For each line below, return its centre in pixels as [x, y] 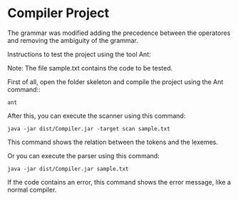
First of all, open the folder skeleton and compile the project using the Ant [115, 82]
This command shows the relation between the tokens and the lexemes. [113, 142]
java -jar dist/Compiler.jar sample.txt [68, 169]
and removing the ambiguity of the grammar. [73, 40]
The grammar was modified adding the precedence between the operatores [119, 33]
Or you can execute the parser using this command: [84, 155]
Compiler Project [58, 13]
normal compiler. [32, 190]
